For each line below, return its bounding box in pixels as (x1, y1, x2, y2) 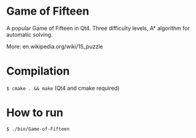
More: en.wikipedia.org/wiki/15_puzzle (6, 43, 103, 50)
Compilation (6, 64, 70, 78)
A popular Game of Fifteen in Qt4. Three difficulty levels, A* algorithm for (6, 24, 190, 32)
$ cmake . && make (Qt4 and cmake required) (6, 84, 120, 92)
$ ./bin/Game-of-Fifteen (6, 126, 70, 132)
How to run (6, 106, 64, 120)
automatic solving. (6, 31, 53, 38)
